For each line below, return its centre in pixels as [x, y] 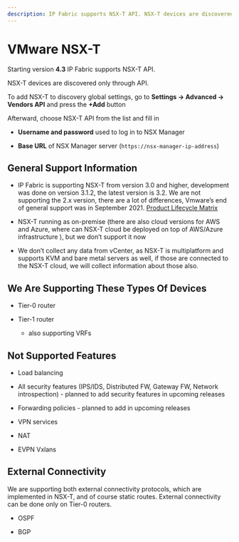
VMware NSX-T [54, 49]
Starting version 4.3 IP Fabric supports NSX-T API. [81, 69]
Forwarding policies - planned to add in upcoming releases [104, 408]
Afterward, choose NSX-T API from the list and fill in [84, 118]
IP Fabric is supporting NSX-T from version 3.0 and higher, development [123, 185]
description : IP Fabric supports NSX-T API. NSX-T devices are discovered [121, 14]
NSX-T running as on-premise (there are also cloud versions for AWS [119, 222]
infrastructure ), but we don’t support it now [82, 237]
